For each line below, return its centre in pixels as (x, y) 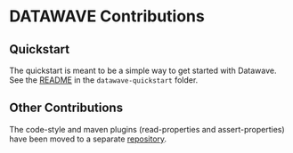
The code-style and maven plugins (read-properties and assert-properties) (147, 129)
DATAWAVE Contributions (107, 16)
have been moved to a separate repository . (88, 139)
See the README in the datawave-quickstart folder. (104, 80)
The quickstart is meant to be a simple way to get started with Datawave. (143, 70)
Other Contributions (66, 108)
